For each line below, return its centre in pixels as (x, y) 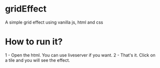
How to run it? (34, 42)
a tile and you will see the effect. (38, 60)
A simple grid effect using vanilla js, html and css (54, 22)
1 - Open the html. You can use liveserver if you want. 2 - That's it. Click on (80, 55)
